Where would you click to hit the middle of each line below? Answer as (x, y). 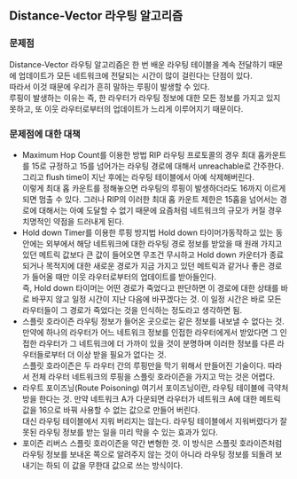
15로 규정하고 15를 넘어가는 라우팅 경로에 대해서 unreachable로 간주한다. (158, 166)
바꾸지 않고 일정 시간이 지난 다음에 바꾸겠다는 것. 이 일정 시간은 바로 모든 (156, 299)
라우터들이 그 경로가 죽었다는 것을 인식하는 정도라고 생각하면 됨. (132, 310)
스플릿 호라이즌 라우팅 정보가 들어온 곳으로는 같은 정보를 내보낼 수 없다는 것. (153, 321)
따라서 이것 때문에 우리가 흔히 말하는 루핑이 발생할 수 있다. (109, 86)
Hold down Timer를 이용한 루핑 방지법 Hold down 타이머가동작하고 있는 (148, 232)
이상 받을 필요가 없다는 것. (121, 354)
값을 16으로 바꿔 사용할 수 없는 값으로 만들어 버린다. (111, 410)
